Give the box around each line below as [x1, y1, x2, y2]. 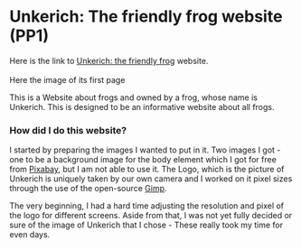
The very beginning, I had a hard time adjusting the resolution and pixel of [9, 200, 285, 211]
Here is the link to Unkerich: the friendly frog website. [9, 55, 209, 66]
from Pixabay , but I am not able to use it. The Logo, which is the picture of [9, 164, 285, 175]
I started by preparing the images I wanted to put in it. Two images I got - [9, 144, 281, 155]
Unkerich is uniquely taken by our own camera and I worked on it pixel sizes [9, 173, 293, 184]
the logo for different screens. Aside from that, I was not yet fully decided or [9, 210, 293, 221]
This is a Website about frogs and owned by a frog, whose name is [9, 92, 258, 103]
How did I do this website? [9, 124, 127, 136]
